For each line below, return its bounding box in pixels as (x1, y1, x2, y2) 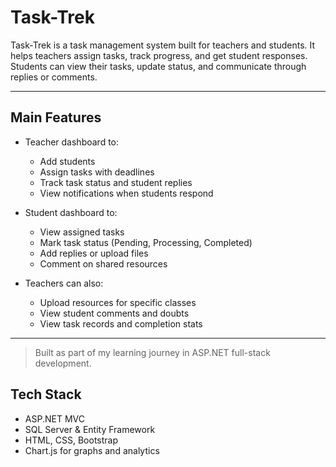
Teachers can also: (24, 277, 104, 289)
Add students (39, 155, 96, 167)
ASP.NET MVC (24, 412, 85, 425)
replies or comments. (10, 71, 98, 83)
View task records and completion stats (39, 317, 203, 330)
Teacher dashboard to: (24, 136, 120, 148)
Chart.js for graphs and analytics (24, 444, 160, 456)
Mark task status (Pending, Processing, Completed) (39, 236, 253, 248)
